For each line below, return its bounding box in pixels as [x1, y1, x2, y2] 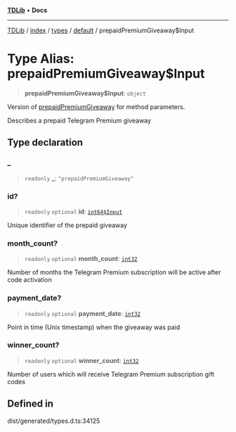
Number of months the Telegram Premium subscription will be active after [7, 268, 221, 277]
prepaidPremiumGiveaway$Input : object [24, 89, 146, 97]
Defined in [7, 398, 54, 410]
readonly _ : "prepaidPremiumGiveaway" [24, 174, 134, 182]
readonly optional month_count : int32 [24, 255, 138, 263]
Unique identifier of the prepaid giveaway [7, 221, 128, 229]
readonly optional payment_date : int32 [24, 309, 141, 317]
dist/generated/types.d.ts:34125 [7, 417, 100, 425]
